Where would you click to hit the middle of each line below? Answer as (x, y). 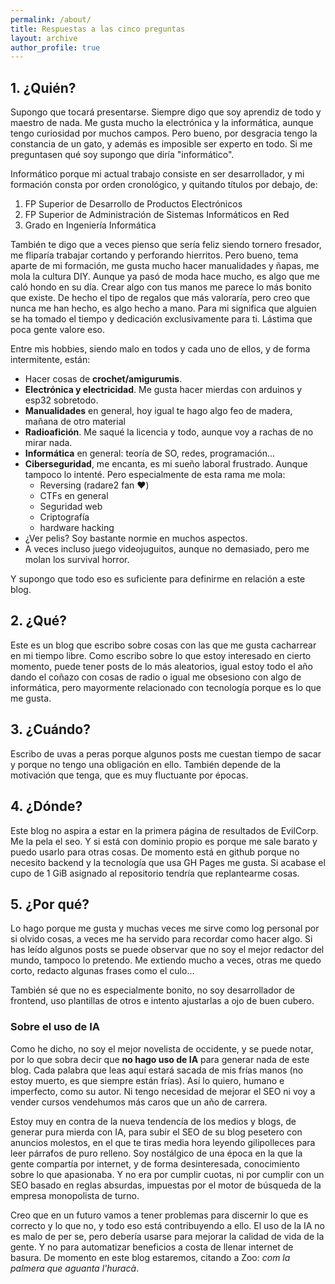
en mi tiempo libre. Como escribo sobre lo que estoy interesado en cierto (161, 655)
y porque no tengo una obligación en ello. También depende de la (146, 764)
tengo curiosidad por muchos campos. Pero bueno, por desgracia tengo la (164, 133)
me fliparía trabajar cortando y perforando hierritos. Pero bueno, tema (154, 255)
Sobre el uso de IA (55, 1027)
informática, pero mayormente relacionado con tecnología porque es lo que (166, 687)
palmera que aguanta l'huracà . (75, 1268)
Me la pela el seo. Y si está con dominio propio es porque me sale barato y (164, 841)
